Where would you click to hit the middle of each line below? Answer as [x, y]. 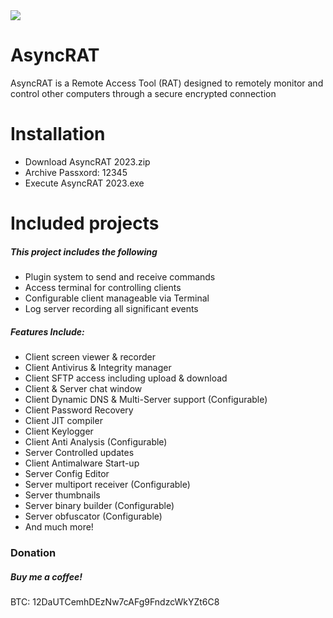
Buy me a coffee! [46, 576]
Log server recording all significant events [111, 309]
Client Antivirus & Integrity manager [98, 367]
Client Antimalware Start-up [82, 463]
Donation [33, 552]
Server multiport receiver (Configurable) [107, 484]
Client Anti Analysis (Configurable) [96, 442]
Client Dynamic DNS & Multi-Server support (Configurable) [146, 399]
